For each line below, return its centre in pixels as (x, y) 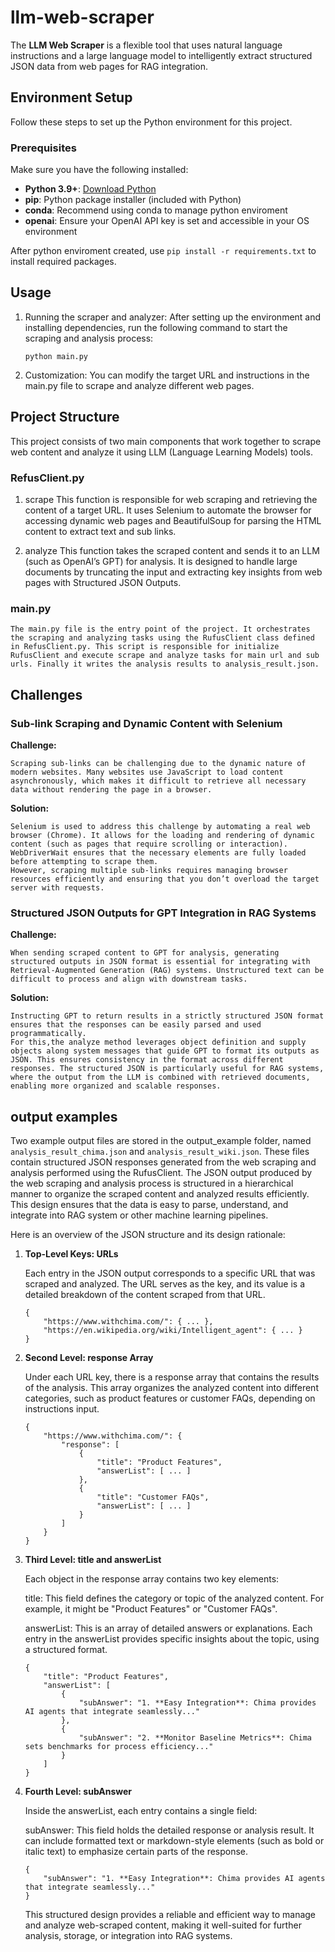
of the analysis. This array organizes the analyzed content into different (171, 1388)
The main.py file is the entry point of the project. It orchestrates (160, 629)
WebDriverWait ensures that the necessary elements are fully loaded (158, 852)
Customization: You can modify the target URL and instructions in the (167, 375)
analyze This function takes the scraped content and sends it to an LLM (172, 550)
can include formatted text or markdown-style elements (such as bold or (174, 1841)
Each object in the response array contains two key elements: (152, 1579)
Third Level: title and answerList (93, 1560)
